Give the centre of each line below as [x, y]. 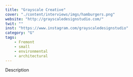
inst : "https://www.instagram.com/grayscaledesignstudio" [67, 28]
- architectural [31, 56]
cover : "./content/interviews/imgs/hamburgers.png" [60, 14]
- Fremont [24, 42]
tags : [11, 38]
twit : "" [14, 24]
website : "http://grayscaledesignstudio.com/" [54, 19]
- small [22, 47]
